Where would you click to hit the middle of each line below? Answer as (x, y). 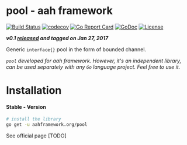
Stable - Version (26, 107)
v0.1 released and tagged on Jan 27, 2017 (57, 38)
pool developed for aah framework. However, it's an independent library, (94, 61)
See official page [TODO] (37, 136)
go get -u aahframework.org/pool (47, 125)
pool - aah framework (59, 11)
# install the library (34, 119)
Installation (34, 91)
